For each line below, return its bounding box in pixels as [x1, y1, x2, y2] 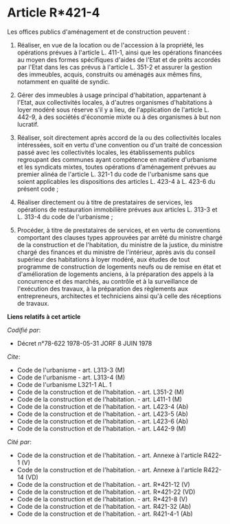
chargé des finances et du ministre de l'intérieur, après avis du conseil [16, 248, 216, 256]
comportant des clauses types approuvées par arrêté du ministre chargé [16, 233, 223, 242]
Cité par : [7, 437, 32, 446]
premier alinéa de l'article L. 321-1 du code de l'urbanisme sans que [16, 170, 209, 178]
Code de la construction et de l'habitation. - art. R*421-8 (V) [16, 494, 188, 503]
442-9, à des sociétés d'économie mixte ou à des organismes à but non [16, 112, 221, 121]
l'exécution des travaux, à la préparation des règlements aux [16, 284, 189, 293]
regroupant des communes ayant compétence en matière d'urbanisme [16, 155, 218, 163]
